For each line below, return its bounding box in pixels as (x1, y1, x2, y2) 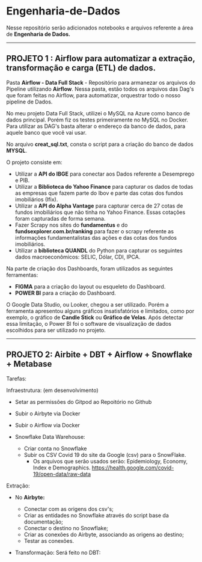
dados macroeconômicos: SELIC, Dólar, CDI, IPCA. (14, 253, 141, 260)
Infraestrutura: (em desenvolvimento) (6, 386, 99, 394)
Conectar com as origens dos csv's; (23, 505, 114, 512)
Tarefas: (6, 374, 27, 382)
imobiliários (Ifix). (14, 195, 58, 203)
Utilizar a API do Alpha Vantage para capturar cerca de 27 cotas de (14, 202, 183, 209)
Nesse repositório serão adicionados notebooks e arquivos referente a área (6, 24, 194, 31)
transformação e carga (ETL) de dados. (6, 63, 156, 73)
